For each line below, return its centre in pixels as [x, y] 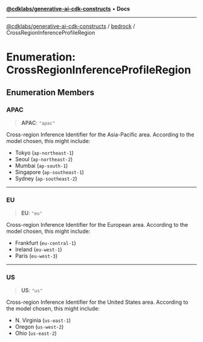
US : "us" [32, 290]
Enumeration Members [50, 92]
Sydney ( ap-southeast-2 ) [46, 178]
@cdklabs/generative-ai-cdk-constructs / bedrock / [71, 26]
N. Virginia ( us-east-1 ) [43, 320]
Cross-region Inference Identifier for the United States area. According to [97, 302]
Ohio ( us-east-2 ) [36, 334]
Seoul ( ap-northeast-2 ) [44, 159]
